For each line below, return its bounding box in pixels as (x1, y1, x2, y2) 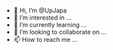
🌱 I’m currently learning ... (13, 21, 87, 28)
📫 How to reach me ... (13, 36, 77, 43)
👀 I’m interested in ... (13, 14, 72, 22)
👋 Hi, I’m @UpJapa (13, 7, 67, 14)
